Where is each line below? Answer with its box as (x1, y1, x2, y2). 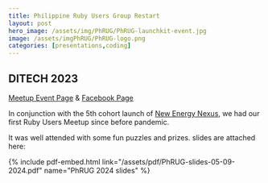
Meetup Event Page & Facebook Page (8, 93, 134, 102)
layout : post (8, 19, 52, 27)
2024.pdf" (8, 165, 43, 175)
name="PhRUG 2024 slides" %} (43, 165, 150, 175)
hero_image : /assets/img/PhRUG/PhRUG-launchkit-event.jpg (8, 27, 207, 35)
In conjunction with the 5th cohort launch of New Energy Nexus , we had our (8, 108, 260, 118)
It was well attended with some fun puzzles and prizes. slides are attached (8, 132, 256, 142)
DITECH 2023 (8, 72, 79, 85)
